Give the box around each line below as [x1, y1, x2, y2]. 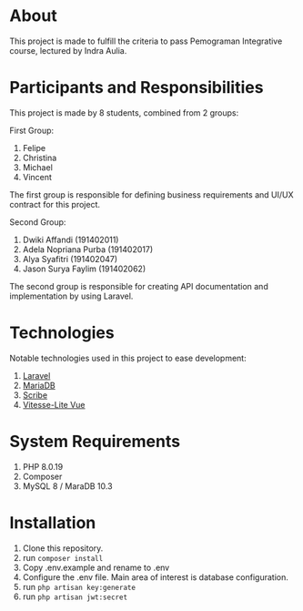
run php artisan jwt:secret [22, 591, 128, 602]
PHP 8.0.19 [22, 461, 64, 472]
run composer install [22, 552, 104, 563]
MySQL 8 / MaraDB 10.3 [22, 480, 113, 492]
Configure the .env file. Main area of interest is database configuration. [22, 571, 289, 583]
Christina [22, 152, 57, 163]
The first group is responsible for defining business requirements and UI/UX [9, 188, 294, 200]
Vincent [22, 171, 53, 182]
